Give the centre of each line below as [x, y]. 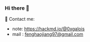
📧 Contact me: [20, 19]
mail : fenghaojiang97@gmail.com [48, 34]
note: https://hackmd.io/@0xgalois [48, 29]
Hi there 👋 [17, 8]
